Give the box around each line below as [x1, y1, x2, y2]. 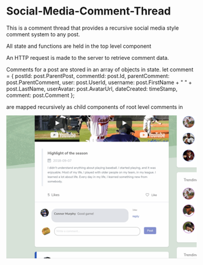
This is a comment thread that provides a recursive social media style [6, 24, 179, 31]
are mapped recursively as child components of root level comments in [6, 103, 183, 110]
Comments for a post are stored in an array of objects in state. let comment [6, 65, 193, 73]
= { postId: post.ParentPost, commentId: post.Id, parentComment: [6, 72, 170, 79]
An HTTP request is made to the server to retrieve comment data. [6, 54, 169, 61]
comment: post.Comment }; [6, 91, 75, 99]
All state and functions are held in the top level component [6, 42, 152, 50]
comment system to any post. [6, 30, 80, 38]
